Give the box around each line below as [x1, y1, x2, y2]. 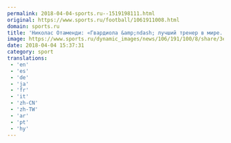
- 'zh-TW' [10, 106, 38, 113]
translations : [7, 55, 48, 62]
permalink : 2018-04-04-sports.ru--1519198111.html [7, 10, 155, 17]
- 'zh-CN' [10, 100, 38, 107]
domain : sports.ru [7, 23, 60, 30]
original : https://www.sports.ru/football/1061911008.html [7, 16, 180, 23]
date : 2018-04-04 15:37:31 [7, 42, 85, 49]
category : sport [7, 49, 54, 56]
